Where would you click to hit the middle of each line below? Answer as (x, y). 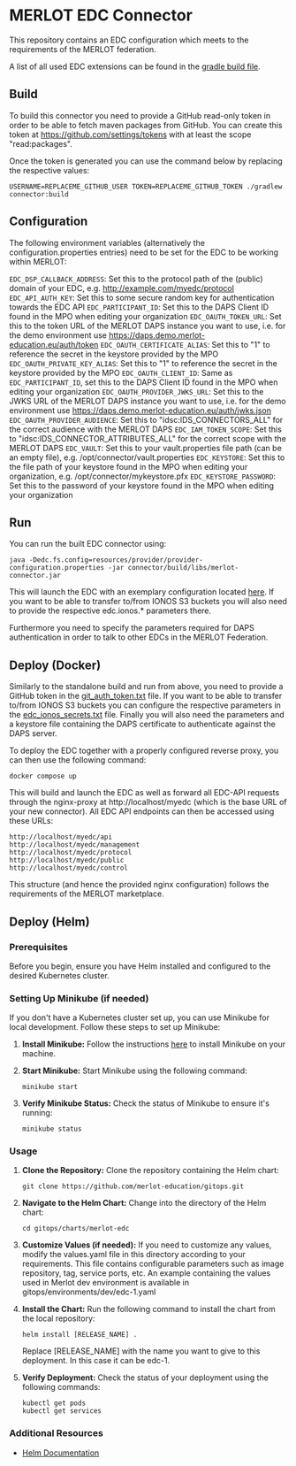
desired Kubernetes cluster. (60, 975)
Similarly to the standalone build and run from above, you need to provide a (146, 687)
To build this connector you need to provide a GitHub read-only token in (140, 115)
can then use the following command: (78, 760)
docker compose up (43, 776)
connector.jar (35, 576)
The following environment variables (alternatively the (107, 242)
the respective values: (49, 170)
